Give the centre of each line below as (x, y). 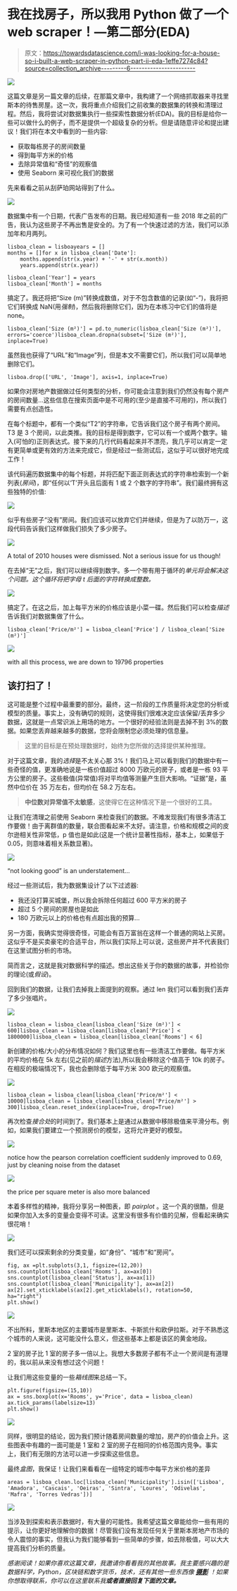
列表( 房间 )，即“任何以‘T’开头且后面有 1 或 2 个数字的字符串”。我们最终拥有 (115, 483)
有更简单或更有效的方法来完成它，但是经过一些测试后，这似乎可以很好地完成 (118, 450)
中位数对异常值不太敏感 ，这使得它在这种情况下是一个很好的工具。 (120, 802)
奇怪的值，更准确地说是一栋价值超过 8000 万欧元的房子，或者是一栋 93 (117, 769)
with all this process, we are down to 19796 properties (85, 662)
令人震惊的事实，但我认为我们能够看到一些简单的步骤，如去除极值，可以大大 (118, 1539)
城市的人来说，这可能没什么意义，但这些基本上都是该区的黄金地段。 (112, 1338)
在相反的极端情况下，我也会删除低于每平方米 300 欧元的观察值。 (101, 1068)
